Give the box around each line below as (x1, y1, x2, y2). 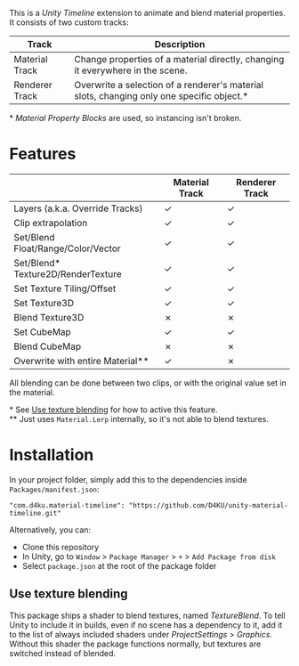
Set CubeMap (13, 325, 71, 337)
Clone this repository (21, 541, 100, 552)
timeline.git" (9, 508, 62, 517)
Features (9, 144, 77, 164)
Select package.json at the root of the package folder (21, 560, 217, 571)
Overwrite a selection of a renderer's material (74, 79, 264, 91)
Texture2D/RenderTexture (13, 267, 122, 280)
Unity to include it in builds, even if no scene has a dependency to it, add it (9, 619, 283, 630)
